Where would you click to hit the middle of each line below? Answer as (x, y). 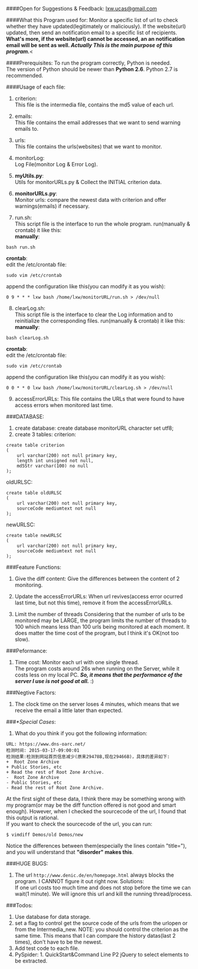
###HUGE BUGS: (27, 863)
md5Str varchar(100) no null (53, 466)
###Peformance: (27, 651)
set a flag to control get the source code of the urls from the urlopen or (101, 923)
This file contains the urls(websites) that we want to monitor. (88, 147)
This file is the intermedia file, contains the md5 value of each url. (94, 105)
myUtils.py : (29, 176)
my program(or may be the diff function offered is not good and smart (91, 805)
